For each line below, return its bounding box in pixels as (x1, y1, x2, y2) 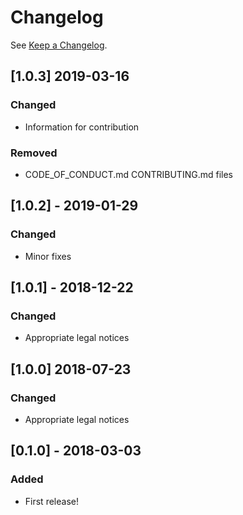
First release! (24, 495, 79, 507)
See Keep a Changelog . (10, 39, 108, 51)
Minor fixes (24, 250, 72, 262)
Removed (10, 146, 58, 160)
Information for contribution (24, 121, 140, 133)
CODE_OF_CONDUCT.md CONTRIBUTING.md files (24, 168, 233, 180)
